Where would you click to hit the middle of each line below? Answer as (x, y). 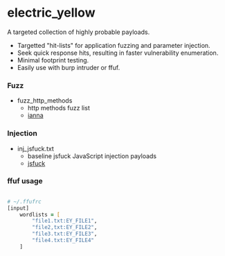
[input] (18, 208)
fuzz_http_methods (45, 101)
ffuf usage (25, 181)
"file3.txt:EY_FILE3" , (65, 234)
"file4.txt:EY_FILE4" (63, 241)
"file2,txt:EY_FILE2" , (65, 228)
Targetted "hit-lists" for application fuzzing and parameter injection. (114, 45)
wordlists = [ (40, 214)
